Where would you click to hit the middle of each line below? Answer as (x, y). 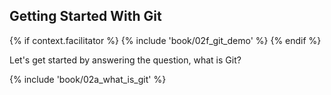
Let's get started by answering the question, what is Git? (125, 60)
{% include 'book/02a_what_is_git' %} (88, 79)
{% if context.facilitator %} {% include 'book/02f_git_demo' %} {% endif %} (165, 40)
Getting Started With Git (85, 16)
